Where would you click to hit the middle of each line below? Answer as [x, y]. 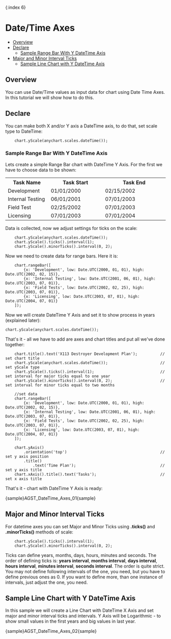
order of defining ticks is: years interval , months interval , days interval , [81, 560]
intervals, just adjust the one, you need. [47, 582]
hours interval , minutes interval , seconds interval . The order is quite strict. [85, 566]
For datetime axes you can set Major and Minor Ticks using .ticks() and [80, 526]
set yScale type [22, 367]
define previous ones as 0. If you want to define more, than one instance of [84, 577]
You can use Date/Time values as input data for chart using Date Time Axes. [85, 92]
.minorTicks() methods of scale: [39, 532]
